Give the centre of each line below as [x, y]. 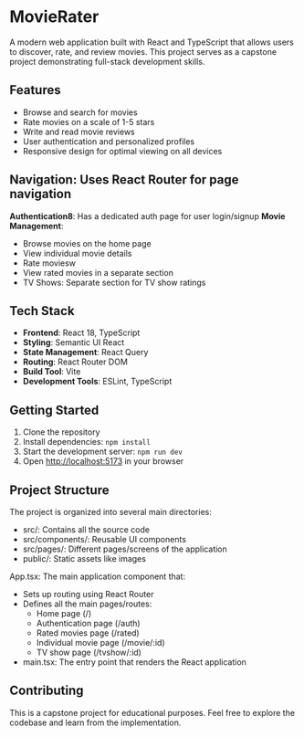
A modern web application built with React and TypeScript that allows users [152, 42]
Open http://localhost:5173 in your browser [103, 461]
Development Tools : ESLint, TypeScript [97, 382]
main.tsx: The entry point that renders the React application [134, 662]
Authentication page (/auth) [88, 623]
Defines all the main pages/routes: [87, 604]
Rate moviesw [49, 263]
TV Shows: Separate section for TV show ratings [114, 282]
